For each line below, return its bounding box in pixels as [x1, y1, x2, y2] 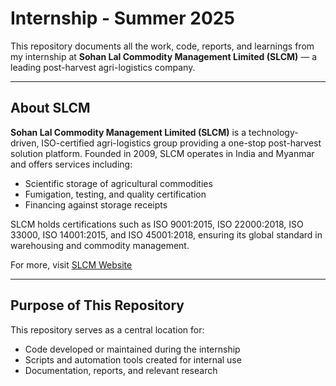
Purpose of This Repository [10, 297, 185, 314]
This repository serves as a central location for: [10, 323, 205, 336]
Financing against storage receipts [24, 198, 168, 211]
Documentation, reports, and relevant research [24, 364, 218, 376]
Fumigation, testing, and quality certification [24, 188, 207, 200]
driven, [10, 137, 40, 149]
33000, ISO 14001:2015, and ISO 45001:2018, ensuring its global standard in [10, 228, 323, 241]
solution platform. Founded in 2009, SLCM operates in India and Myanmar [10, 147, 315, 159]
